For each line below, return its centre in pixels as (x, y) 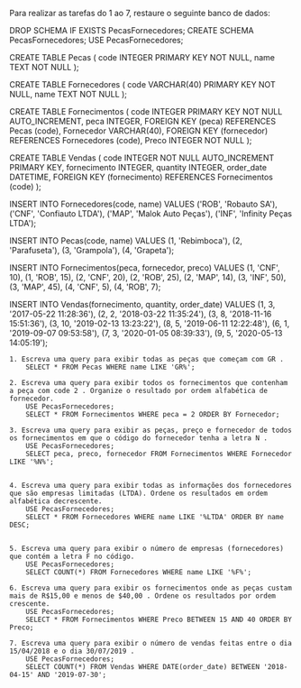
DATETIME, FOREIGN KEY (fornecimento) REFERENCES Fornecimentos (141, 177)
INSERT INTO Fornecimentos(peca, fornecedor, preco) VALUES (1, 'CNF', (145, 268)
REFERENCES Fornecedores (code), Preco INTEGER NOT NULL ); (131, 140)
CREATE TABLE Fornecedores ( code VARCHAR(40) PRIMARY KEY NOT (143, 84)
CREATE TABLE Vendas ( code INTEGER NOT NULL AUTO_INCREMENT (142, 158)
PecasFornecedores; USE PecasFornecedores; (96, 40)
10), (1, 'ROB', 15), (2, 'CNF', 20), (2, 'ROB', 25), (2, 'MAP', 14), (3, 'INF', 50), (148, 277)
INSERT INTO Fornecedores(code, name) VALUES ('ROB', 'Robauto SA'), (143, 204)
